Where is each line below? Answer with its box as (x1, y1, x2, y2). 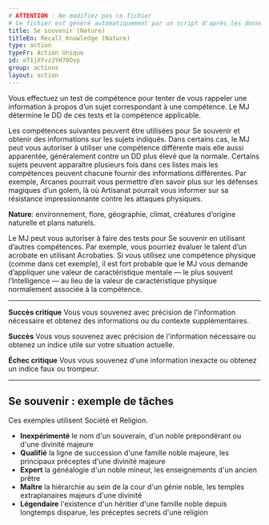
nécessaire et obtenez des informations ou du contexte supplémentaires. (8, 315, 250, 325)
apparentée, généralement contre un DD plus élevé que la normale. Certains (8, 151, 260, 161)
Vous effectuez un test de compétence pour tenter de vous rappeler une (8, 93, 247, 102)
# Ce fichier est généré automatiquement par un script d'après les (8, 19, 242, 27)
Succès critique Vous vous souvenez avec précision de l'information (8, 307, 236, 317)
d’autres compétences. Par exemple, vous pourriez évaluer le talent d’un (8, 242, 247, 251)
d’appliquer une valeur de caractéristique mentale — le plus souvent (8, 267, 234, 277)
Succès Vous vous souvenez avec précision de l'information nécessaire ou (8, 331, 256, 341)
